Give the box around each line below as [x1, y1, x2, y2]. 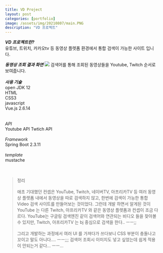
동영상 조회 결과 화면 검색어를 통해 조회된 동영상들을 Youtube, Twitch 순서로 [5, 62, 156, 68]
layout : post [5, 12, 32, 17]
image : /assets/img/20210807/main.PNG [5, 20, 84, 26]
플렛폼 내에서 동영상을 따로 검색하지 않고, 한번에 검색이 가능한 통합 [22, 195, 148, 201]
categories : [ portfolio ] [5, 16, 55, 21]
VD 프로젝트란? [5, 39, 35, 45]
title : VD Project [5, 7, 42, 12]
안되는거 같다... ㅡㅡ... [22, 243, 64, 249]
